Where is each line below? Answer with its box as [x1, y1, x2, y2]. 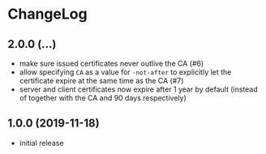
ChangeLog [7, 5, 88, 24]
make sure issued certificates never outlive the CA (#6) [19, 58, 204, 68]
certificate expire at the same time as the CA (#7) [19, 76, 184, 85]
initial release [19, 138, 64, 148]
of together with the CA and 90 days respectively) [19, 93, 187, 102]
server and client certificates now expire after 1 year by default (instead [19, 84, 259, 94]
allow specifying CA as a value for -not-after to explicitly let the [19, 67, 232, 77]
